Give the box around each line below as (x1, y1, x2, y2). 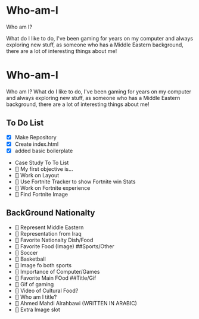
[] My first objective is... (14, 165, 73, 173)
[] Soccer (14, 249, 38, 256)
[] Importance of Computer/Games (14, 268, 100, 275)
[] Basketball (14, 255, 46, 262)
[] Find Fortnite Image (14, 190, 69, 198)
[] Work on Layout (14, 171, 60, 179)
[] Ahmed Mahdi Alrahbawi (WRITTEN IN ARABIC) (14, 299, 137, 307)
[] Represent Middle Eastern (14, 224, 84, 231)
